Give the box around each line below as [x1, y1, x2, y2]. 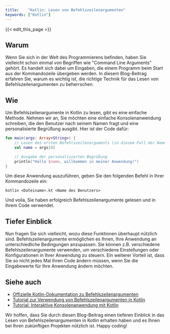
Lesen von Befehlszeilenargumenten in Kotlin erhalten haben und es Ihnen [5, 317, 160, 323]
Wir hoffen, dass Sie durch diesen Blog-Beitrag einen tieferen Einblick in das [5, 312, 164, 318]
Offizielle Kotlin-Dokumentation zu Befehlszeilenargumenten [12, 291, 139, 297]
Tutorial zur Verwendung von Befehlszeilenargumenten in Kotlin [12, 297, 146, 302]
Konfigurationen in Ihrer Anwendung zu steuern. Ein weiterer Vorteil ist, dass [5, 252, 164, 258]
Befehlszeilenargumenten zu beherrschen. [5, 81, 94, 87]
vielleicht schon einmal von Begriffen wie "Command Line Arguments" [5, 59, 152, 66]
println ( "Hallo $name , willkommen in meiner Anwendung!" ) [14, 159, 139, 164]
